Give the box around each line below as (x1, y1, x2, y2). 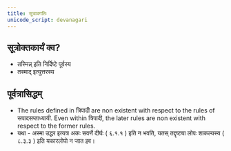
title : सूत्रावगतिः (7, 10, 47, 17)
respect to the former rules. (17, 121, 96, 130)
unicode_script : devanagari (7, 16, 88, 23)
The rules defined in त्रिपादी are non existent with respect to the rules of (17, 106, 215, 115)
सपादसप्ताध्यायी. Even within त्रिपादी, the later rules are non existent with (17, 114, 205, 122)
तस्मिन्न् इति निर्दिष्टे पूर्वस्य (17, 60, 71, 69)
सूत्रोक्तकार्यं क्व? (7, 42, 61, 54)
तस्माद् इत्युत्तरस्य (17, 68, 54, 76)
